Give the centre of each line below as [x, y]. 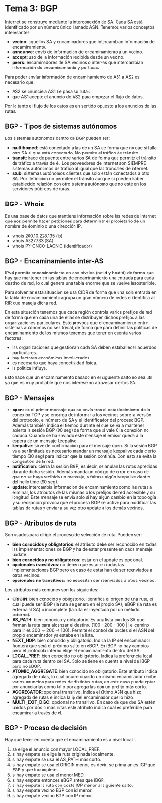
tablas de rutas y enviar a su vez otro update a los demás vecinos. [78, 508]
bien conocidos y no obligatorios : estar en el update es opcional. [78, 560]
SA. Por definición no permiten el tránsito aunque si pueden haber [78, 178]
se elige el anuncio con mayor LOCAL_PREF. [56, 749]
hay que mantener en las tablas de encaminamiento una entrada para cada [80, 278]
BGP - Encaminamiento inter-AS [54, 261]
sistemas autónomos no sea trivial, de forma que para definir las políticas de [81, 328]
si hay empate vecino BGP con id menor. [52, 790]
